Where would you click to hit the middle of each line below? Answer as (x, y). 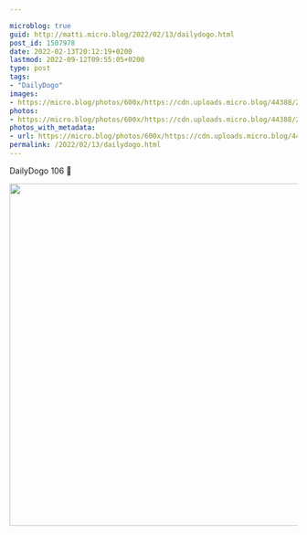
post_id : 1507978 (42, 43)
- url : (22, 136)
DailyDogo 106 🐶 (41, 171)
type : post (30, 68)
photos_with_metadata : (53, 128)
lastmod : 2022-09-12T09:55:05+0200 (77, 60)
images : (24, 94)
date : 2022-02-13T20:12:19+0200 (71, 51)
